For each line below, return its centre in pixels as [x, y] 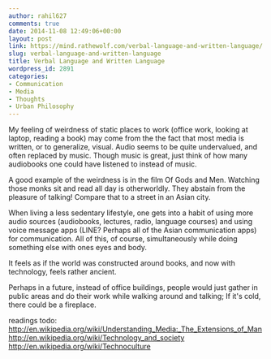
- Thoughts [27, 99]
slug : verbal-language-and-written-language [85, 54]
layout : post [30, 39]
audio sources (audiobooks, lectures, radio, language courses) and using [131, 222]
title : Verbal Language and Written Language [86, 62]
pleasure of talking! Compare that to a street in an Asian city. [110, 197]
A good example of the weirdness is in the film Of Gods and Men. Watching [134, 180]
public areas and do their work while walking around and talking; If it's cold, [135, 296]
